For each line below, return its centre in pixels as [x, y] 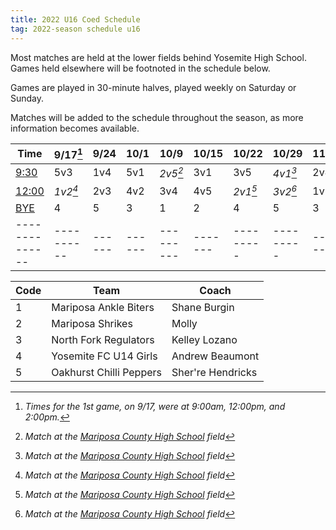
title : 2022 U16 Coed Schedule [75, 19]
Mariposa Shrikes [92, 324]
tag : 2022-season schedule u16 [75, 29]
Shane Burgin [203, 308]
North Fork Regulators [103, 340]
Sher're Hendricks [214, 373]
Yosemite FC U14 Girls [104, 356]
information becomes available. [75, 128]
